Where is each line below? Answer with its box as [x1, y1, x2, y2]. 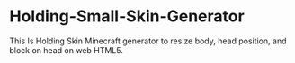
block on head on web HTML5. [9, 44, 123, 55]
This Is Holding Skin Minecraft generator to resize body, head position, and [9, 35, 287, 46]
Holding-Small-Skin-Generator [9, 6, 245, 27]
